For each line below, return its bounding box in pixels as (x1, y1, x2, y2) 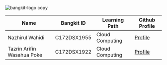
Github (139, 16, 156, 23)
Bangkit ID (61, 20, 86, 26)
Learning (102, 16, 124, 23)
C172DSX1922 (55, 49, 92, 55)
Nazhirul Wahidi (7, 34, 45, 41)
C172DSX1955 (55, 34, 92, 41)
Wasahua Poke (7, 52, 43, 58)
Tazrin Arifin (7, 45, 36, 52)
